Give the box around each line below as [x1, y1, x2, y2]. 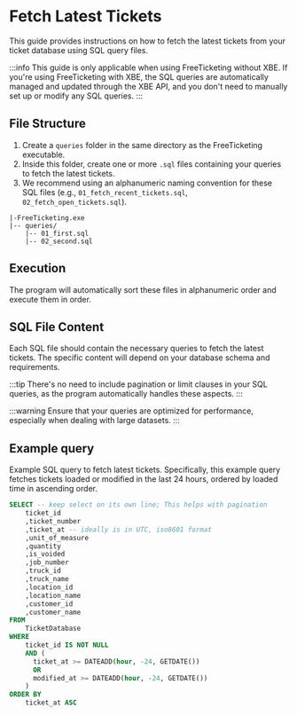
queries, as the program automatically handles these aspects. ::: [9, 389, 244, 399]
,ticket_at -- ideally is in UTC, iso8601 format [25, 525, 213, 534]
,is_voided [25, 550, 66, 559]
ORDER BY [9, 690, 42, 699]
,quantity [25, 541, 62, 551]
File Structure [9, 116, 86, 131]
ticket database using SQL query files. [9, 44, 149, 55]
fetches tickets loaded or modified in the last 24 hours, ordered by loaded [9, 474, 278, 484]
